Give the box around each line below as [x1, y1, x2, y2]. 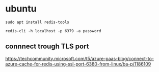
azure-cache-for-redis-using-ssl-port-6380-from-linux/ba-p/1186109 [5, 61, 151, 67]
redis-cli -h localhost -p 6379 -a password [5, 28, 101, 33]
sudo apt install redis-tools [5, 20, 70, 25]
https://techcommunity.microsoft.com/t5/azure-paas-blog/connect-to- [5, 55, 154, 61]
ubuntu [5, 3, 37, 15]
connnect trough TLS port [5, 42, 89, 51]
